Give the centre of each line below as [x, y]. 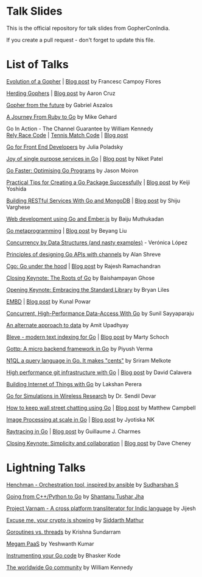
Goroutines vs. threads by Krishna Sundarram [64, 532]
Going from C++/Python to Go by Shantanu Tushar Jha [75, 496]
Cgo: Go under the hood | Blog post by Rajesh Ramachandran [84, 266]
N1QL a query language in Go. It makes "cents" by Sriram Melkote [89, 360]
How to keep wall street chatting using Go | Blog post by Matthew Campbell [101, 408]
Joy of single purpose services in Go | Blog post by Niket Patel [85, 158]
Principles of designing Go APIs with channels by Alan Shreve [84, 254]
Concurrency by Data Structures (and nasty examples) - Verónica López [97, 242]
